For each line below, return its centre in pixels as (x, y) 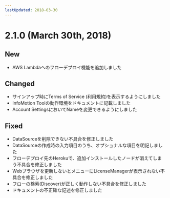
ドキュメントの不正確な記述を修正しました (57, 190)
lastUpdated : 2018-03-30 (31, 10)
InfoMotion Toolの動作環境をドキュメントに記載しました (71, 103)
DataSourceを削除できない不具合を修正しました (63, 139)
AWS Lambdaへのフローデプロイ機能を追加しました (67, 67)
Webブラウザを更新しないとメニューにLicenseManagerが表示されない (86, 171)
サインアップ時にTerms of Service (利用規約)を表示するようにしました (86, 97)
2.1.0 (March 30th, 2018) (58, 35)
